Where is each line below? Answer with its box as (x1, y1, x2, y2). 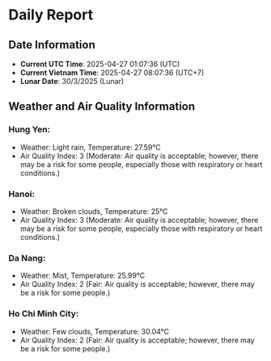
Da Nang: (8, 252, 46, 263)
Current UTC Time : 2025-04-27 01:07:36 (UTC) (19, 59, 180, 69)
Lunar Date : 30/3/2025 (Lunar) (19, 77, 125, 86)
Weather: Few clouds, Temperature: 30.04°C (19, 326, 170, 336)
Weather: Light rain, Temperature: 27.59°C (19, 142, 162, 152)
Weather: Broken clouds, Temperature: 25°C (19, 206, 168, 216)
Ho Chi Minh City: (8, 309, 79, 320)
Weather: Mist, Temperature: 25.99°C (19, 271, 146, 280)
